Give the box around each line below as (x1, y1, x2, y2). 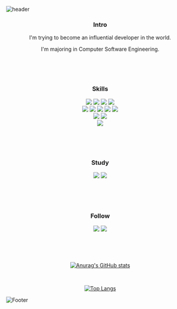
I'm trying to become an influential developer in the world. (29, 34, 172, 41)
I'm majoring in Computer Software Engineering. (41, 45, 160, 53)
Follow (90, 212, 110, 220)
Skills (92, 85, 108, 93)
